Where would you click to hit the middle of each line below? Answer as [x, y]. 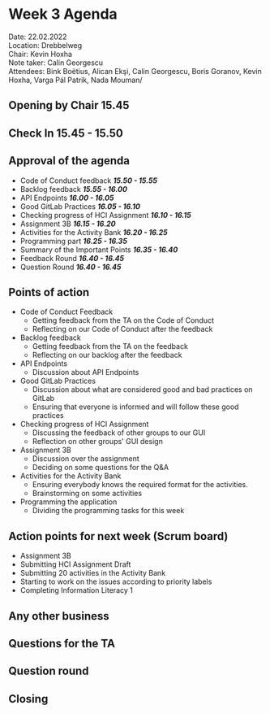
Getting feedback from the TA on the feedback [110, 346]
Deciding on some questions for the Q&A [100, 468]
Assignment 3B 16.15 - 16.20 [68, 224]
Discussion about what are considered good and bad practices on [142, 390]
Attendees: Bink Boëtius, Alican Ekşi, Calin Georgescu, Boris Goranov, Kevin [135, 71]
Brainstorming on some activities [87, 494]
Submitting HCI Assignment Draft [75, 564]
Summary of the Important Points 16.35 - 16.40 [99, 250]
